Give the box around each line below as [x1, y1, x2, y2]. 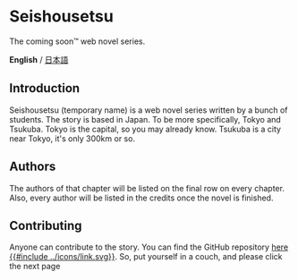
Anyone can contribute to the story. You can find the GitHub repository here [9, 242, 289, 252]
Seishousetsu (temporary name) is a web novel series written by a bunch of [9, 105, 288, 115]
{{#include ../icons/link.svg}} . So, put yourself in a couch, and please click [9, 251, 284, 262]
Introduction [9, 81, 81, 96]
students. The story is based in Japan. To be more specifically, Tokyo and [9, 114, 282, 124]
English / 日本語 [9, 54, 69, 64]
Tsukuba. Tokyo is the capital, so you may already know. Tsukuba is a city [9, 123, 282, 134]
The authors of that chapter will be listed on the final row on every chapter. [9, 182, 285, 193]
